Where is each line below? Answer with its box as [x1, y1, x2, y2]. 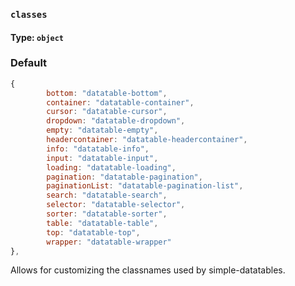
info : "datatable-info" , [46, 144, 150, 154]
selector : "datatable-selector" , [46, 200, 186, 210]
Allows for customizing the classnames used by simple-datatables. [10, 264, 286, 276]
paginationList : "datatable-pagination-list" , [46, 181, 244, 191]
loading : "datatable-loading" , [46, 162, 177, 173]
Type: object [10, 31, 65, 43]
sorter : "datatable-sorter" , [46, 209, 168, 219]
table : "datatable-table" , [46, 218, 159, 228]
